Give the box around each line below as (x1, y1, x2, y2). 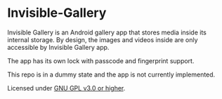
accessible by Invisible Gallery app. (7, 43, 110, 51)
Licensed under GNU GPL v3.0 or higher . (7, 84, 126, 92)
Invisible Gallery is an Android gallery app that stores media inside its (7, 28, 207, 37)
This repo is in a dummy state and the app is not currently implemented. (7, 70, 216, 79)
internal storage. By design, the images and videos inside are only (7, 35, 198, 44)
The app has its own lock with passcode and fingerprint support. (7, 56, 195, 65)
